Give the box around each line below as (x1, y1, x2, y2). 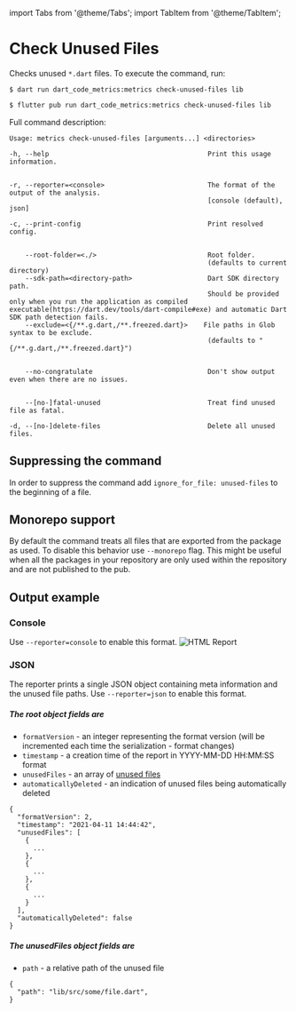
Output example (9, 590, 100, 605)
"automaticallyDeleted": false (17, 914, 133, 923)
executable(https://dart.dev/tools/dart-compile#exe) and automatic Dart (9, 305, 288, 314)
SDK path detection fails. (9, 313, 109, 322)
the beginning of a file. (9, 486, 91, 497)
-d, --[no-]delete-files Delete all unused (9, 421, 276, 430)
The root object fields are (9, 709, 105, 720)
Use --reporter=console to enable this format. (9, 637, 177, 648)
